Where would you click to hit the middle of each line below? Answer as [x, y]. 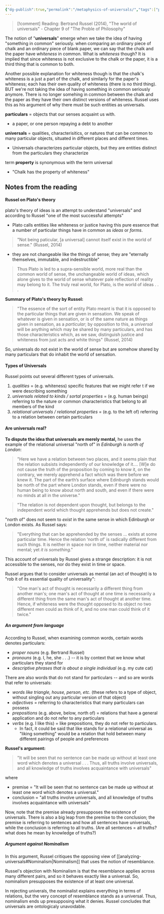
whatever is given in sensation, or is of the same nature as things [82, 319]
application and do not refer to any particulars [58, 718]
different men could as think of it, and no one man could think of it [83, 609]
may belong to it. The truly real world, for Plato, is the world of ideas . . [88, 285]
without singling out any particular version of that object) [69, 697]
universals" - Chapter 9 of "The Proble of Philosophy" [71, 29]
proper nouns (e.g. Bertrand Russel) [48, 652]
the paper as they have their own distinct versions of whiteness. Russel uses [82, 99]
